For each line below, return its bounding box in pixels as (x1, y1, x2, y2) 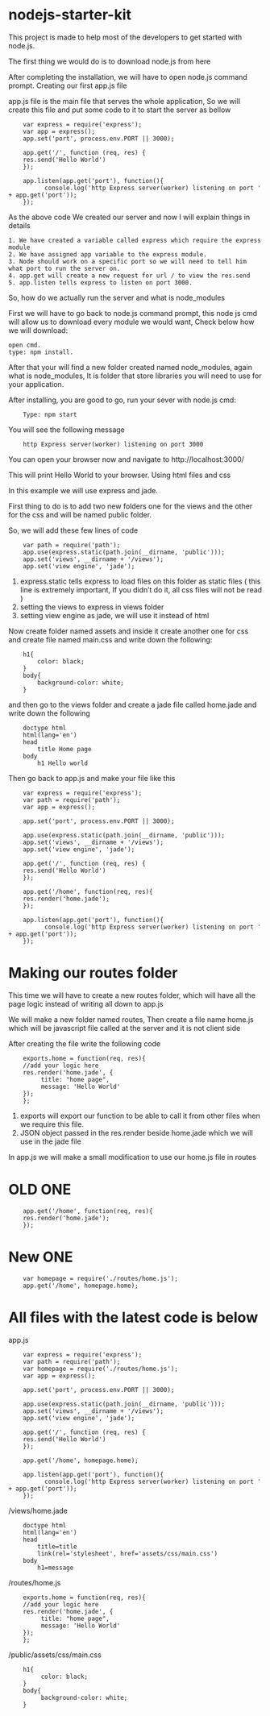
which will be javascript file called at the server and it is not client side (8, 1023, 241, 1033)
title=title (37, 1542, 78, 1551)
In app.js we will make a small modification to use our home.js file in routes (8, 1152, 256, 1161)
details (8, 220, 31, 231)
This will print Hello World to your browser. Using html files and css (8, 470, 231, 480)
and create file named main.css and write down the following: (8, 634, 213, 644)
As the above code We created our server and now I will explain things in (8, 212, 251, 222)
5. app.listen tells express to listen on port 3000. (8, 278, 193, 287)
